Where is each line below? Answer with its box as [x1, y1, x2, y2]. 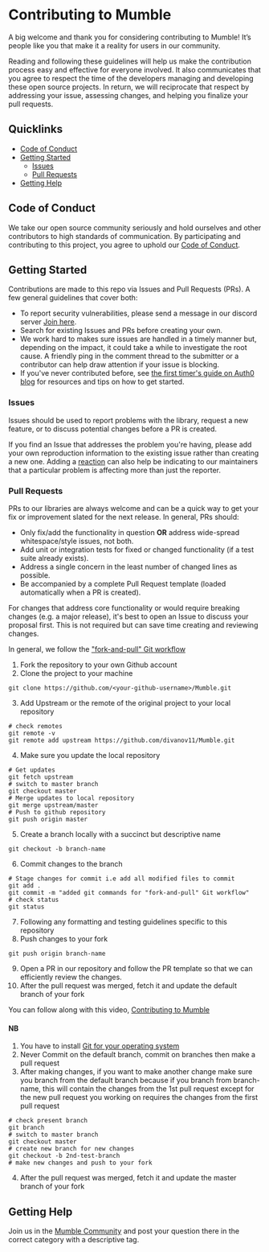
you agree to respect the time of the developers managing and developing [8, 73, 255, 83]
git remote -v [8, 729, 56, 737]
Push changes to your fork [19, 933, 108, 943]
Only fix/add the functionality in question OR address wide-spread [19, 527, 240, 537]
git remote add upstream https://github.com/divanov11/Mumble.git [8, 736, 235, 744]
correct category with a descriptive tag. [8, 1234, 140, 1244]
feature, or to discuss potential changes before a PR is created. [8, 424, 218, 434]
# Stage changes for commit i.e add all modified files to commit [8, 875, 235, 883]
